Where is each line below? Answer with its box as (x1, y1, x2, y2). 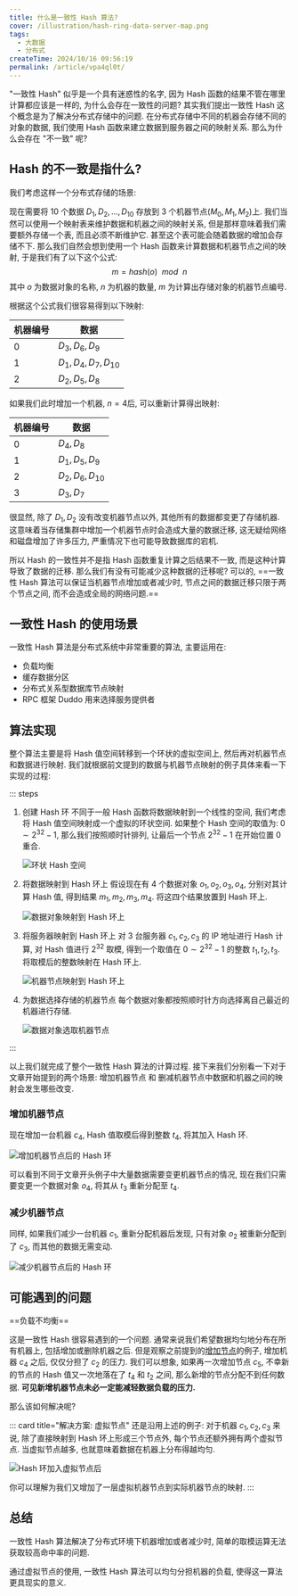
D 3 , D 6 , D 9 (58, 340, 101, 353)
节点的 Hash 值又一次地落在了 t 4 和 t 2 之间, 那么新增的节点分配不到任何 (16, 1369, 278, 1382)
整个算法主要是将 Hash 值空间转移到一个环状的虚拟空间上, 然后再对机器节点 (9, 748, 286, 759)
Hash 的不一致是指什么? (9, 161, 142, 177)
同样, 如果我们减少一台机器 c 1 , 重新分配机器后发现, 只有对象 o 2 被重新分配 (9, 1228, 279, 1241)
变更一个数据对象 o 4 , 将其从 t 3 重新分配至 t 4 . (16, 1179, 180, 1193)
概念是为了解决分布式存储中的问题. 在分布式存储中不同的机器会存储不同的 (16, 111, 286, 121)
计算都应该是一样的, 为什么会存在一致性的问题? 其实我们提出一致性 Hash (9, 99, 275, 110)
